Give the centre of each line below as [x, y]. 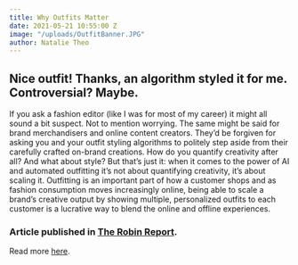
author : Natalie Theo [49, 42]
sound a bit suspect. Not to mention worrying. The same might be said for [145, 124]
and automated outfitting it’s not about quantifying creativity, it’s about [137, 171]
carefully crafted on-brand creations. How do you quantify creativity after [144, 152]
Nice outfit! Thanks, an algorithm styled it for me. [148, 78]
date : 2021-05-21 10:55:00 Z [63, 26]
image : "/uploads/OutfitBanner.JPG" [77, 34]
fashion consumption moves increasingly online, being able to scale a [137, 190]
